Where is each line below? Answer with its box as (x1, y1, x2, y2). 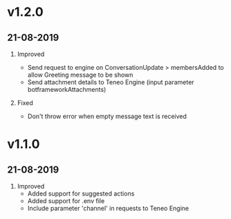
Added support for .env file (27, 197, 105, 204)
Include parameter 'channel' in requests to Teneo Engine (27, 204, 189, 212)
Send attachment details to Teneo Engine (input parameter (27, 78, 195, 86)
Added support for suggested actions (27, 189, 135, 198)
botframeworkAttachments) (27, 86, 107, 93)
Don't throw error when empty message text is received (27, 112, 187, 120)
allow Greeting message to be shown (27, 70, 133, 79)
